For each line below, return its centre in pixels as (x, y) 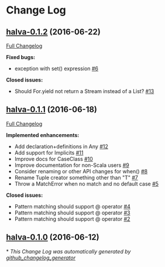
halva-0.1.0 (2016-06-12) (53, 237)
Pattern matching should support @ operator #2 (72, 219)
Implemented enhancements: (43, 135)
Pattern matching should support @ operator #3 (72, 213)
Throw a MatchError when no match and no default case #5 (87, 184)
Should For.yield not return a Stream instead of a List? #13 (84, 91)
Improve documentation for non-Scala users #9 (72, 165)
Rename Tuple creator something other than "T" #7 (76, 177)
